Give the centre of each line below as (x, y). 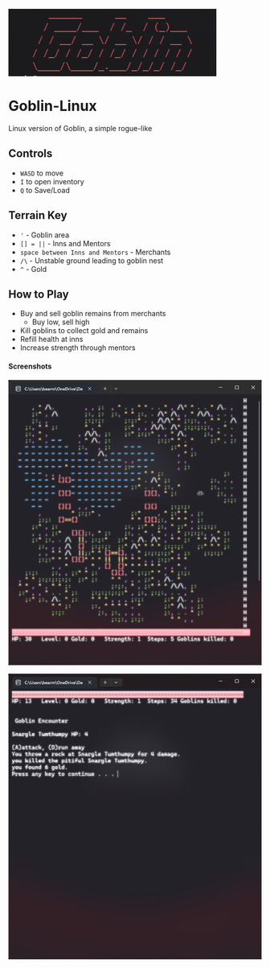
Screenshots (30, 366)
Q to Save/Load (45, 190)
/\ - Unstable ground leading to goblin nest (92, 260)
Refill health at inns (51, 340)
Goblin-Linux (53, 106)
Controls (31, 154)
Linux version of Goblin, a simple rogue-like (80, 128)
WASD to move (42, 173)
